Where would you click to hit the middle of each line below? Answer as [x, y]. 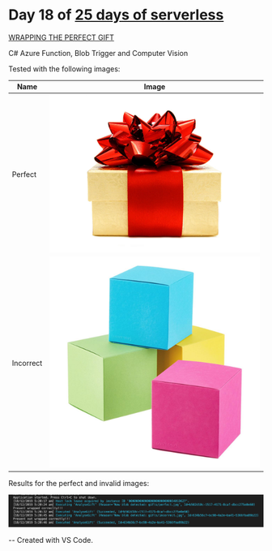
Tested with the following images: [64, 69]
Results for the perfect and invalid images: [79, 483]
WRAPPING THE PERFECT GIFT [62, 37]
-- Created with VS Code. [51, 540]
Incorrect [27, 364]
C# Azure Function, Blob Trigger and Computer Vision [98, 53]
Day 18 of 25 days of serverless [116, 15]
